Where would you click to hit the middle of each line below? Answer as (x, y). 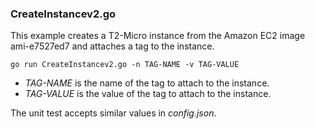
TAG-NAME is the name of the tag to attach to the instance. (147, 83)
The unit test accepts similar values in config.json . (113, 113)
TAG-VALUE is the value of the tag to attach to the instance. (148, 94)
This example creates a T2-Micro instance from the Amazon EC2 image (158, 36)
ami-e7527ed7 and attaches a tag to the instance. (112, 46)
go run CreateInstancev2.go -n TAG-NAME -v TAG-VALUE (125, 65)
